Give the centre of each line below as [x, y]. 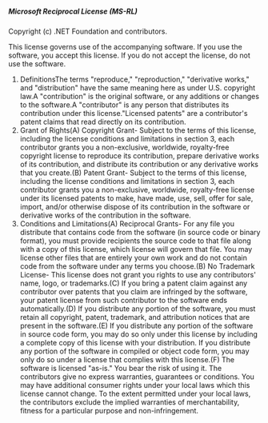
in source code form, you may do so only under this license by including [139, 334]
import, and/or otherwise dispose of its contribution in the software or [135, 206]
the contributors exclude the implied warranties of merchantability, [130, 402]
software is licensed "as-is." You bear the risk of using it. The [121, 368]
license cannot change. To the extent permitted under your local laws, [135, 393]
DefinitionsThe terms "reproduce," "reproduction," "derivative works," [134, 79]
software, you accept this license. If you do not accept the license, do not [129, 55]
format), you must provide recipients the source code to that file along [136, 241]
